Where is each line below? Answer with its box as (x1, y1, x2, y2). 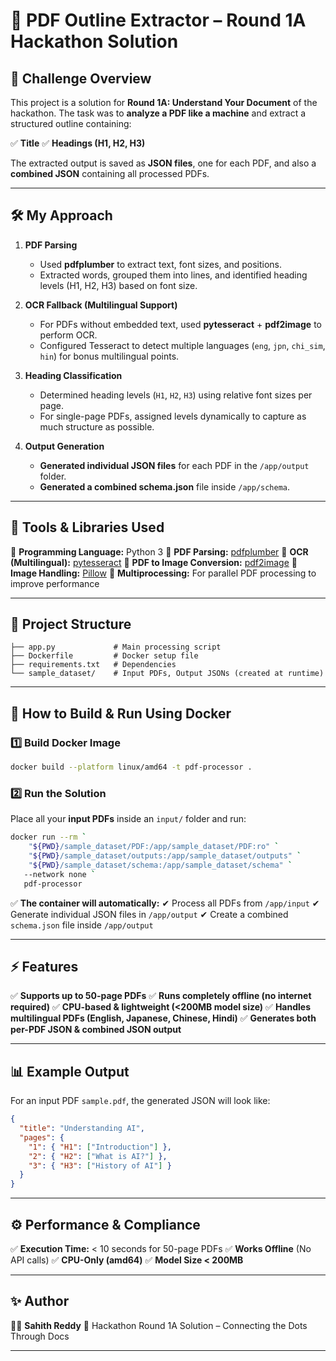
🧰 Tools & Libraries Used (10, 519, 165, 536)
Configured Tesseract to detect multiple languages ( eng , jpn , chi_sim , (39, 339, 326, 351)
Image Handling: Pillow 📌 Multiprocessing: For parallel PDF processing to (10, 567, 317, 579)
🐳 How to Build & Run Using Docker (10, 705, 232, 722)
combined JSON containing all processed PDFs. (10, 168, 210, 179)
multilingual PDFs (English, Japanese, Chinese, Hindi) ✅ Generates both (10, 1012, 317, 1024)
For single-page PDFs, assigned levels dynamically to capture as (39, 410, 307, 422)
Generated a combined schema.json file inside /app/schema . (39, 480, 291, 493)
